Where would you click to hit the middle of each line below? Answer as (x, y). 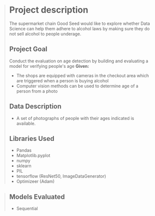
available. (26, 123)
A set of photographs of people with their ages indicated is (75, 118)
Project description (49, 10)
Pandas (24, 150)
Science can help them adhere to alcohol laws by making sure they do (79, 28)
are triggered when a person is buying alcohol (62, 80)
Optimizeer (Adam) (35, 181)
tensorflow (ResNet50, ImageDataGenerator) (61, 176)
